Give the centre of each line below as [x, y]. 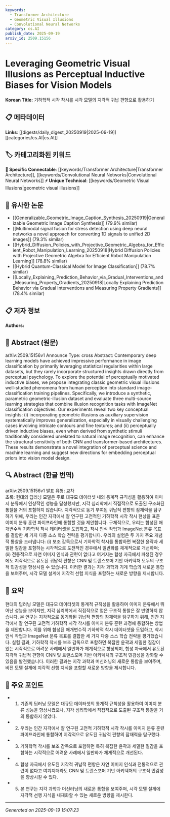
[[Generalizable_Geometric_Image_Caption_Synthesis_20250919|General [89, 218]
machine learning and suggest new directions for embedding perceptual [80, 452]
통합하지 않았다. [41, 716]
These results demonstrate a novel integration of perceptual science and [81, 447]
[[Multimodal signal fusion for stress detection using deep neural [80, 229]
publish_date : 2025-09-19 [32, 34]
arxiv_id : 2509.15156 [28, 39]
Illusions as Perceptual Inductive [75, 74]
